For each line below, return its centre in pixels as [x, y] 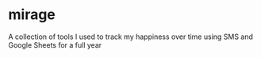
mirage [32, 15]
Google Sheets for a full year [55, 44]
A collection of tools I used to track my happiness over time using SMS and [131, 37]
